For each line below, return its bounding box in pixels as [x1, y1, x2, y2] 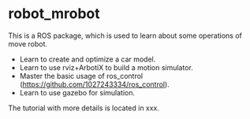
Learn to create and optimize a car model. [19, 54, 156, 64]
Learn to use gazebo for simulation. [19, 87, 136, 97]
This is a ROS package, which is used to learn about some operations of [8, 31, 243, 40]
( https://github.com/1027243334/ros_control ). [19, 80, 170, 89]
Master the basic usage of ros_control [19, 71, 144, 80]
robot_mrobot [8, 5, 100, 23]
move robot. [8, 39, 48, 48]
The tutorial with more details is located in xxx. [8, 103, 160, 113]
